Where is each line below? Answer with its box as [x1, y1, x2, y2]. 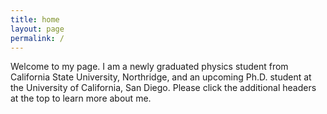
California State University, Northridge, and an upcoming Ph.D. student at [10, 71, 312, 83]
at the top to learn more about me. [10, 92, 152, 105]
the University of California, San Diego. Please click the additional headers [10, 82, 317, 94]
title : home [10, 14, 60, 25]
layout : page [10, 24, 65, 34]
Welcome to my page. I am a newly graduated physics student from [10, 61, 289, 73]
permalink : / [10, 33, 65, 43]
